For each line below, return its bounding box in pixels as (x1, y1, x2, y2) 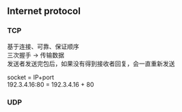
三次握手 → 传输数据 (7, 51, 65, 59)
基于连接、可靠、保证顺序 (7, 42, 79, 51)
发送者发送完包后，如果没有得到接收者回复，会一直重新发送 (7, 59, 175, 68)
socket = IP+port (7, 73, 55, 81)
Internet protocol (7, 5, 81, 17)
